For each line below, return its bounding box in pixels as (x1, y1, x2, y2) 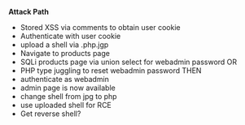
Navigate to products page (20, 49, 110, 58)
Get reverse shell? (20, 109, 81, 119)
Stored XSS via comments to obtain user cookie (20, 23, 181, 32)
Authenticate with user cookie (20, 32, 121, 41)
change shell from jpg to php (20, 92, 117, 101)
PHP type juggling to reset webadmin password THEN (20, 66, 202, 75)
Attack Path (8, 7, 49, 16)
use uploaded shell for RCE (20, 101, 112, 110)
